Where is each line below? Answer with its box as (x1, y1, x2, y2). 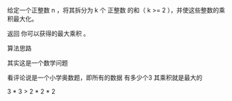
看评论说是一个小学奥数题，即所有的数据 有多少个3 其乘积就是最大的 (7, 73, 203, 82)
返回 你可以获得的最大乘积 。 (7, 30, 90, 37)
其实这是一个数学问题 (7, 59, 68, 67)
